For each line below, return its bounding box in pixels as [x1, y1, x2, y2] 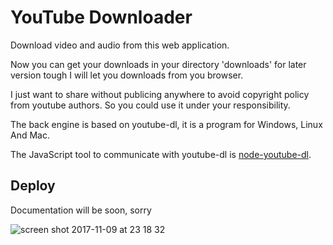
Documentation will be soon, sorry [10, 204, 152, 216]
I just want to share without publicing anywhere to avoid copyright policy [10, 88, 310, 100]
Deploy [10, 177, 56, 195]
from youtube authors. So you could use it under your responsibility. [10, 99, 291, 111]
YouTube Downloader [10, 6, 193, 29]
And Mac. [10, 129, 50, 141]
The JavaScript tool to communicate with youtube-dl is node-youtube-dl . [10, 148, 312, 160]
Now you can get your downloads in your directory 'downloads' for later [10, 58, 307, 70]
